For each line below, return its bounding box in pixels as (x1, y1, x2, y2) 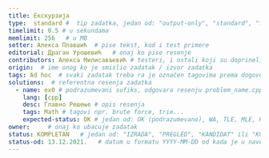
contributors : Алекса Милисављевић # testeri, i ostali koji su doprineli (8, 57, 263, 65)
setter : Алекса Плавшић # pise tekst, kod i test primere (8, 41, 210, 49)
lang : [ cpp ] (22, 93, 62, 101)
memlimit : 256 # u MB (8, 34, 88, 42)
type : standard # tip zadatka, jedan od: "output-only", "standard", (8, 19, 252, 27)
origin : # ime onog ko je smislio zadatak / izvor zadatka (8, 64, 214, 72)
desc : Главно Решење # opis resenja (22, 101, 146, 109)
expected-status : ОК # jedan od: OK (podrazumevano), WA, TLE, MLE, (22, 116, 256, 124)
